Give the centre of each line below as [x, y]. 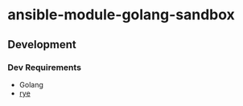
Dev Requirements [45, 67]
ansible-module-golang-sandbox [121, 15]
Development [42, 45]
